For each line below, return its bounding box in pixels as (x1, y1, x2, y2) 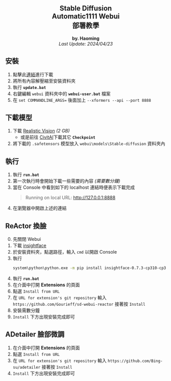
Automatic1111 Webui (52, 12, 120, 21)
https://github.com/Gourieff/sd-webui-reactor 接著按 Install (12, 301, 145, 307)
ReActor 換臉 (5, 221, 47, 230)
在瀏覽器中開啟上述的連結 (12, 205, 67, 211)
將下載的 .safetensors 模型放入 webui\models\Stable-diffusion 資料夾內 (12, 141, 166, 147)
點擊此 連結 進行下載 (12, 71, 54, 77)
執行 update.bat (12, 84, 46, 90)
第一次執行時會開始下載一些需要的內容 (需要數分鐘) (12, 178, 120, 184)
